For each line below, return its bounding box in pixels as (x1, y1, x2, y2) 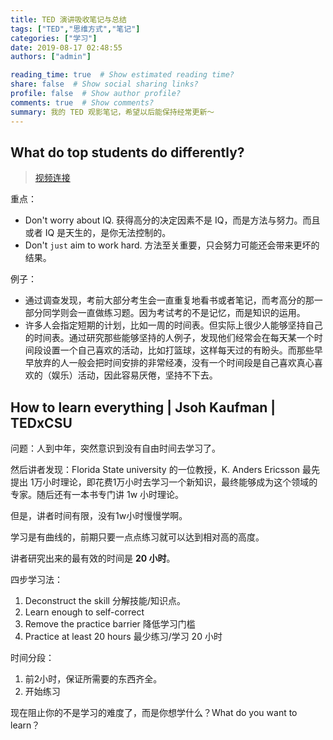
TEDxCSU (10, 414, 73, 431)
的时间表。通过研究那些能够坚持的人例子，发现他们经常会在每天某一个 (24, 332, 315, 344)
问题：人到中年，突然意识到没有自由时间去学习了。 (10, 442, 221, 455)
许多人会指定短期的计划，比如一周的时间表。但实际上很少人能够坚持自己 (24, 319, 323, 331)
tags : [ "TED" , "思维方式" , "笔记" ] (10, 24, 141, 34)
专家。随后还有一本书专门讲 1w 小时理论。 (10, 489, 185, 501)
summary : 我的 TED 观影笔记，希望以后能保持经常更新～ (10, 107, 215, 117)
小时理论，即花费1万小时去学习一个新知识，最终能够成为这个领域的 (42, 476, 318, 488)
